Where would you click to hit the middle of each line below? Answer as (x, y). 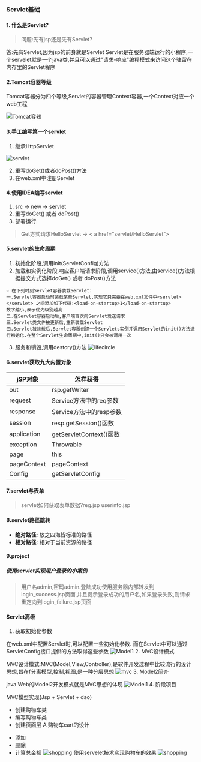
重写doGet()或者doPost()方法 (51, 170)
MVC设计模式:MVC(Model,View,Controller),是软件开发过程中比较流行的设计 (99, 664)
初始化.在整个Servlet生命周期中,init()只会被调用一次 (71, 335)
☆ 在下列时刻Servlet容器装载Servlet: (49, 290)
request (20, 400)
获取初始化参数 (33, 631)
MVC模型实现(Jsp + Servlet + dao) (49, 697)
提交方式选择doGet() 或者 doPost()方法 (68, 278)
